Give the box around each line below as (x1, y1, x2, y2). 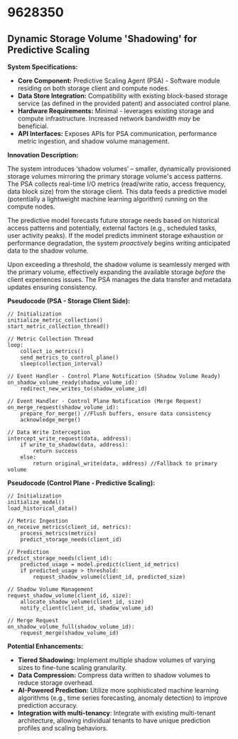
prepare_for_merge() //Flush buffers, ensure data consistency (20, 410, 212, 417)
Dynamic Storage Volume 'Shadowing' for (7, 33, 198, 45)
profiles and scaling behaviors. (17, 724, 108, 732)
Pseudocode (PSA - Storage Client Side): (7, 297, 130, 305)
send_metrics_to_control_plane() (20, 354, 119, 361)
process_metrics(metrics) (20, 530, 97, 537)
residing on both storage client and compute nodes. (17, 84, 170, 93)
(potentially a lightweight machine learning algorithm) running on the (7, 195, 208, 203)
